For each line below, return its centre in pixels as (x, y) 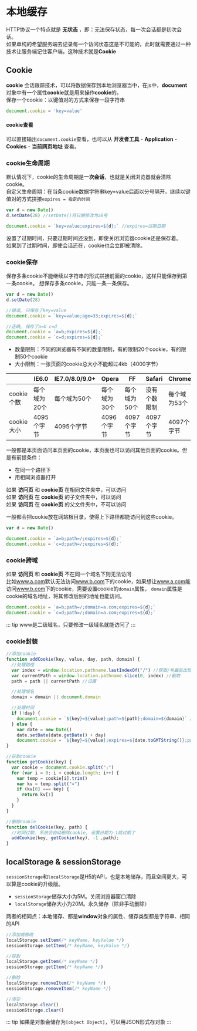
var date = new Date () (44, 729)
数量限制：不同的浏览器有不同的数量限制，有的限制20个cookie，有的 (98, 349)
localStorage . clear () (33, 1005)
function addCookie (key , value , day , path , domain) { (73, 660)
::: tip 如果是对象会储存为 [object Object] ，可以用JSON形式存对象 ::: (89, 1022)
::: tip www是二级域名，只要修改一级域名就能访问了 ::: (71, 624)
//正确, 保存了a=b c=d (32, 326)
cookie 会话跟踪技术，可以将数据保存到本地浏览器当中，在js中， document (97, 85)
